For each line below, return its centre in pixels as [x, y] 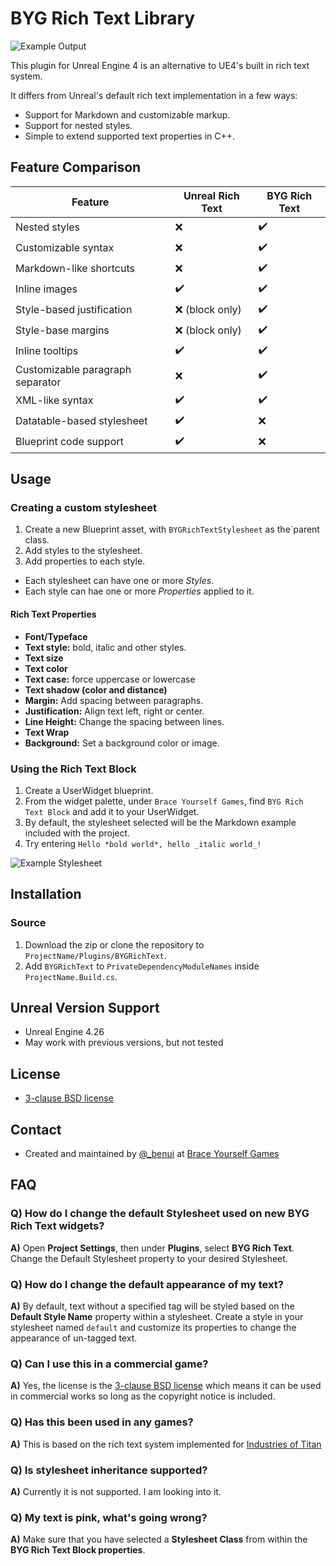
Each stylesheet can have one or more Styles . [119, 581]
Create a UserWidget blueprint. [89, 790]
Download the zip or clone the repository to [114, 944]
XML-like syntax [54, 400]
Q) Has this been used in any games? [102, 1422]
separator [38, 382]
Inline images [46, 289]
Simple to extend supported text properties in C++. [130, 136]
